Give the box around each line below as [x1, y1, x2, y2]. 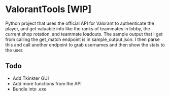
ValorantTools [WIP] [5, 4, 92, 15]
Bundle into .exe [12, 86, 47, 92]
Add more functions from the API [12, 80, 82, 86]
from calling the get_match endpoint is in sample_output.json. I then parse [5, 36, 160, 42]
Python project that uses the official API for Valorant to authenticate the [5, 20, 155, 26]
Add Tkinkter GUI [12, 75, 49, 81]
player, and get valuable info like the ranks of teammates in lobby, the [5, 25, 151, 31]
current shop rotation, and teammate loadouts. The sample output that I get [5, 31, 163, 37]
